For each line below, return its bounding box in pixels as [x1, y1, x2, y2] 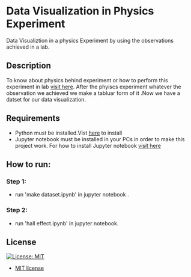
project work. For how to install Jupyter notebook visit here [14, 142, 161, 149]
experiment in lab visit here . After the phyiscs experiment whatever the [6, 83, 181, 90]
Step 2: [6, 206, 28, 215]
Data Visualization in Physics [6, 4, 154, 18]
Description [6, 61, 51, 71]
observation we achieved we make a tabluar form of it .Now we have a [6, 89, 180, 97]
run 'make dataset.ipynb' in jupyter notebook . [14, 191, 129, 198]
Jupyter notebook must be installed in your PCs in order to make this [14, 135, 185, 142]
